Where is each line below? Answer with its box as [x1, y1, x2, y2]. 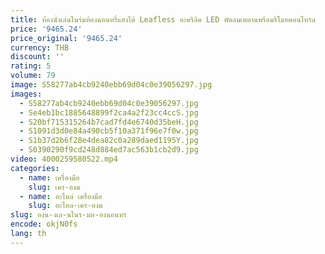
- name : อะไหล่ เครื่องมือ [19, 191, 103, 201]
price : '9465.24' [10, 24, 83, 34]
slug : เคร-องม [28, 182, 81, 192]
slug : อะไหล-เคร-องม [28, 201, 103, 211]
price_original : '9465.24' [10, 33, 123, 43]
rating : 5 [10, 61, 52, 71]
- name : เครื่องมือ [19, 172, 80, 183]
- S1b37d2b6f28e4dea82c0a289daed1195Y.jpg [19, 136, 199, 146]
